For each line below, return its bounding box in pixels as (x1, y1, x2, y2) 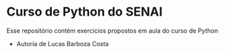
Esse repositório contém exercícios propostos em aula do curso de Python (6, 26, 219, 35)
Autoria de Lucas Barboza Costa (16, 39, 109, 48)
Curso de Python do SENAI (6, 4, 163, 20)
